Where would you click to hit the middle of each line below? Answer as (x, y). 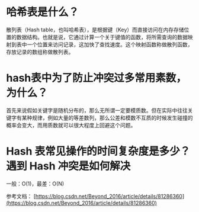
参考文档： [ (21, 196)
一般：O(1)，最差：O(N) (35, 184)
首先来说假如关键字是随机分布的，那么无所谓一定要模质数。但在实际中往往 (97, 110)
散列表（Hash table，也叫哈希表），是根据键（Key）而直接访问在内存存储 (95, 30)
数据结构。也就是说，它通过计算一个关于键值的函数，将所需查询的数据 (102, 37)
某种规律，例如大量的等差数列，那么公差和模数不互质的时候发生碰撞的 (107, 118)
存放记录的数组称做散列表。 (40, 52)
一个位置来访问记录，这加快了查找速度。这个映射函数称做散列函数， (110, 44)
